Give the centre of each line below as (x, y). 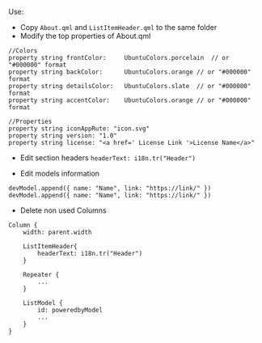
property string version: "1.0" (63, 136)
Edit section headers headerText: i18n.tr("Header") (108, 158)
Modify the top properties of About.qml (85, 36)
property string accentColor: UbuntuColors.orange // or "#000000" (130, 100)
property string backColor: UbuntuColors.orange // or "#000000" (130, 72)
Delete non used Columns (63, 210)
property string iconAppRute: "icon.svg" (79, 129)
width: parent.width (57, 232)
